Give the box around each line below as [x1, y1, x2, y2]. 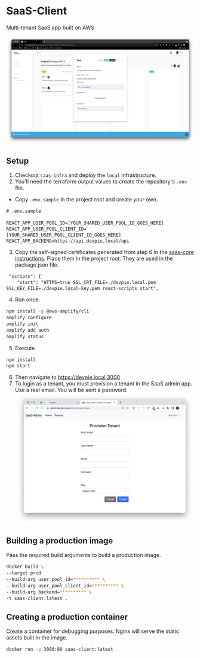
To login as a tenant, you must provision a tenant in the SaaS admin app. [14, 380, 193, 387]
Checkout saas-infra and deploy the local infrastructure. [14, 172, 157, 179]
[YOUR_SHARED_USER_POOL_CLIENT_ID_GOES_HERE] [6, 232, 121, 238]
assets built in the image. [6, 634, 67, 641]
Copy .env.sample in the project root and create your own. [14, 196, 158, 203]
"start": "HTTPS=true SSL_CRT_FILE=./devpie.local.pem [17, 280, 156, 286]
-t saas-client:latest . [6, 595, 68, 601]
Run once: [14, 296, 41, 303]
